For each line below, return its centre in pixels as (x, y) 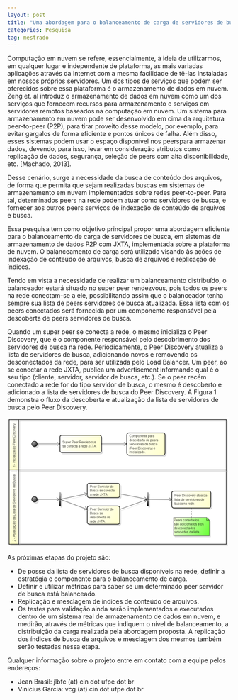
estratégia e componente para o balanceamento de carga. (102, 579)
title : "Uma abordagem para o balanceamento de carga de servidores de (115, 22)
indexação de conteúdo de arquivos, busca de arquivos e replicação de (112, 260)
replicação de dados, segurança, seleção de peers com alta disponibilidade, (119, 157)
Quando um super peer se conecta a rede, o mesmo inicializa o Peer (107, 332)
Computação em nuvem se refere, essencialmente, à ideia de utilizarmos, (114, 59)
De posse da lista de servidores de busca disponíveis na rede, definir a (121, 572)
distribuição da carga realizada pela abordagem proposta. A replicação (121, 632)
